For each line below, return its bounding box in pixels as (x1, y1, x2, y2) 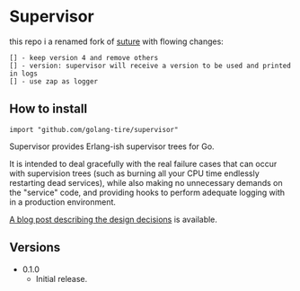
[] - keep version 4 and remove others (9, 53, 159, 62)
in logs (9, 69, 39, 78)
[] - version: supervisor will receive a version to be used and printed (9, 61, 292, 70)
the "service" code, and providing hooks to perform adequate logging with (9, 187, 286, 198)
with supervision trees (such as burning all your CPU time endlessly (9, 168, 260, 179)
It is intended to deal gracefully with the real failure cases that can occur (9, 158, 278, 169)
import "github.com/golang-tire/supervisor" (9, 125, 179, 134)
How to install (9, 101, 88, 117)
